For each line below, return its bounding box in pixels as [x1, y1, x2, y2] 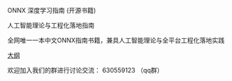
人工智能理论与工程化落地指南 [7, 21, 94, 30]
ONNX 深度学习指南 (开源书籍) [7, 6, 96, 14]
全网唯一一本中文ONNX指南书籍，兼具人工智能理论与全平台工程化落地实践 [7, 36, 225, 44]
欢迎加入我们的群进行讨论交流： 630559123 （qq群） [7, 66, 164, 74]
